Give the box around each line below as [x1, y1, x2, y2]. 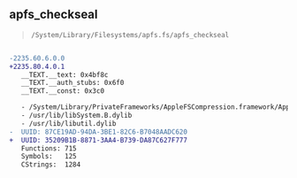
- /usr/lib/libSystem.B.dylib [20, 111, 133, 120]
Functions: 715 [20, 143, 77, 153]
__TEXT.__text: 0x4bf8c [20, 70, 109, 79]
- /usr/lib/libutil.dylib [20, 119, 117, 128]
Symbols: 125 [20, 152, 77, 161]
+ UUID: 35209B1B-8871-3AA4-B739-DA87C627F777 [9, 135, 188, 144]
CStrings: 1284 [20, 160, 81, 169]
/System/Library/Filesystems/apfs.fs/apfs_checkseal [30, 30, 230, 39]
